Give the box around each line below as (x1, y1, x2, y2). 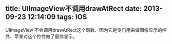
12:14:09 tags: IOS (27, 13, 87, 21)
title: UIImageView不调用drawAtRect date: (5, 4, 142, 13)
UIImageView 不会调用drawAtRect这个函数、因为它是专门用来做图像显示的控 (5, 27, 167, 33)
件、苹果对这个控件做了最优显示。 (5, 33, 78, 39)
